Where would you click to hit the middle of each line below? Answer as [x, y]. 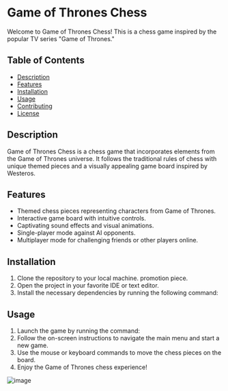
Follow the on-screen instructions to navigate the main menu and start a [118, 338]
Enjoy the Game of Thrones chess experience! [82, 367]
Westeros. [22, 173]
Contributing [34, 106]
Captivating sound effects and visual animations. [85, 226]
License [28, 113]
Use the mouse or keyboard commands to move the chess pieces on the [119, 353]
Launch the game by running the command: [79, 331]
